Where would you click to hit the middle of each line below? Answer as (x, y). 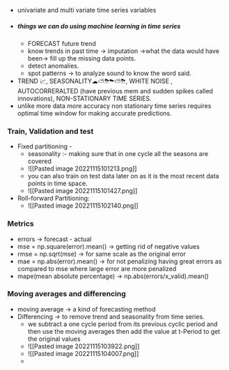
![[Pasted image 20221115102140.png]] (83, 206)
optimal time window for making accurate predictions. (94, 113)
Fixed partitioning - (45, 146)
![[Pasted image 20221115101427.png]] (82, 191)
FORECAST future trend (62, 43)
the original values (54, 339)
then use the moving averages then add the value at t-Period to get (124, 331)
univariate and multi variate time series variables (87, 10)
